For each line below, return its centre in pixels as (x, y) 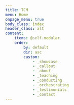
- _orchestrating (51, 85)
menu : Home (17, 15)
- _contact (44, 94)
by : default (36, 47)
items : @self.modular (37, 38)
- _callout (44, 66)
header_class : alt (25, 29)
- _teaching (45, 76)
